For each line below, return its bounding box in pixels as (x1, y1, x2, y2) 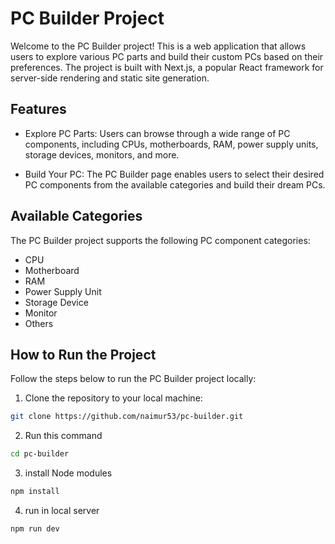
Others (24, 317, 54, 329)
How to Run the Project (10, 346, 157, 363)
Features (10, 101, 67, 118)
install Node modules (24, 467, 113, 479)
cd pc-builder (10, 449, 70, 459)
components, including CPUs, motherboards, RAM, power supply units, (24, 138, 319, 150)
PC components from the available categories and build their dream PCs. (24, 178, 326, 191)
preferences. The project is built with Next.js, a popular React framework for (10, 61, 324, 73)
